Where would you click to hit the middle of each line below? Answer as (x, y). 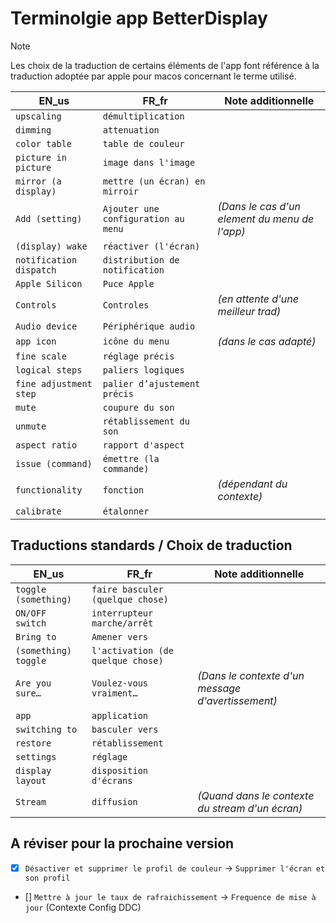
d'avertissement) (237, 700)
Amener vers (120, 636)
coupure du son (138, 407)
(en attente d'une (258, 299)
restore (33, 743)
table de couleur (143, 143)
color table (44, 143)
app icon (36, 341)
